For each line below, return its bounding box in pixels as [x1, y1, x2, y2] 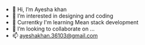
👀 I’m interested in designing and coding [12, 12, 114, 19]
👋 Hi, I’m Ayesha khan [12, 6, 67, 13]
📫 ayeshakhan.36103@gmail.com [12, 32, 98, 39]
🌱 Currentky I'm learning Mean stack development [12, 19, 139, 26]
